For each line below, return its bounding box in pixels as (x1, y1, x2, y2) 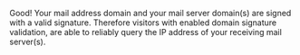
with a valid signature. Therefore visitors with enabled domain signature (9, 17, 277, 28)
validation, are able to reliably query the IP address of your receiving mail (9, 27, 283, 37)
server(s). (9, 36, 46, 47)
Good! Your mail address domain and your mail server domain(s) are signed (9, 8, 292, 18)
